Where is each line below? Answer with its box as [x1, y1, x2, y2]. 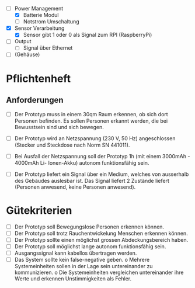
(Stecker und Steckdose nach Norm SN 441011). [14, 141, 130, 148]
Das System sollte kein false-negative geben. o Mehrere [14, 256, 150, 263]
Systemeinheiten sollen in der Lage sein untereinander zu [14, 263, 153, 270]
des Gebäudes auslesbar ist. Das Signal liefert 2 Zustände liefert [14, 177, 169, 184]
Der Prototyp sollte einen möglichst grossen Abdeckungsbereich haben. [14, 236, 189, 243]
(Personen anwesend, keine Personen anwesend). [14, 183, 136, 190]
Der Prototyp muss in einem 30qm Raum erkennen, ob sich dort [14, 110, 168, 117]
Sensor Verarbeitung [14, 25, 65, 32]
